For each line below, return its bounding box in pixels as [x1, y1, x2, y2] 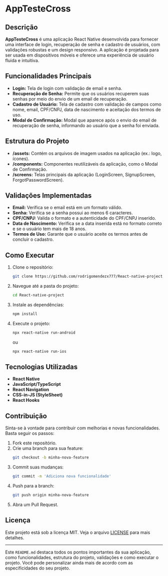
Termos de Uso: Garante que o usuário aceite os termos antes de [12, 231, 148, 237]
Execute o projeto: [12, 320, 50, 326]
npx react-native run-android [12, 330, 76, 335]
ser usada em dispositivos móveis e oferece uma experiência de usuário [5, 52, 154, 58]
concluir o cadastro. [12, 236, 54, 243]
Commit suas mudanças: [12, 464, 64, 470]
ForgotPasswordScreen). [12, 177, 64, 183]
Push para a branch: [12, 483, 54, 488]
